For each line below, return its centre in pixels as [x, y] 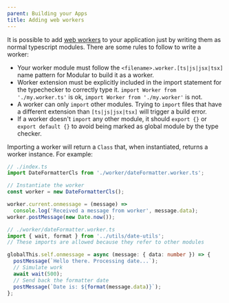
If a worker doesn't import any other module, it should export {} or [112, 118]
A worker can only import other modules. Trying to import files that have [119, 104]
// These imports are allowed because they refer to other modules [106, 242]
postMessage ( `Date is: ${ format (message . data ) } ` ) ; [87, 286]
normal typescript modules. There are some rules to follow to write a [104, 47]
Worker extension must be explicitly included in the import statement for [119, 82]
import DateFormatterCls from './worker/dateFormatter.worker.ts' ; [106, 173]
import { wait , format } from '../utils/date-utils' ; [86, 236]
